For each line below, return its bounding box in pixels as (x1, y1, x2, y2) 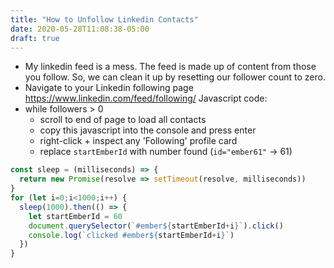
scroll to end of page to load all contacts (39, 114, 207, 126)
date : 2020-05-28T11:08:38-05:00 (10, 24, 150, 34)
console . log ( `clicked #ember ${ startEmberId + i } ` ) (28, 230, 235, 240)
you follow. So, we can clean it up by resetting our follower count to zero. (24, 71, 326, 83)
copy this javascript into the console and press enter (39, 124, 257, 136)
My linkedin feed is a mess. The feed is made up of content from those (24, 61, 317, 73)
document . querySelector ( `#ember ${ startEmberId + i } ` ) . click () (28, 221, 284, 231)
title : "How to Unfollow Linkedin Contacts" (10, 14, 199, 25)
